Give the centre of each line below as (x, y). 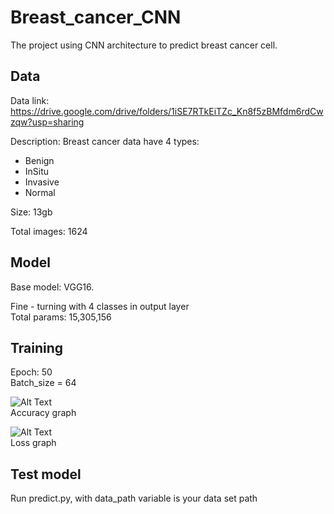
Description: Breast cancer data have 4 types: (105, 141)
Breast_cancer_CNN (96, 17)
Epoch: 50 (31, 372)
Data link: (30, 100)
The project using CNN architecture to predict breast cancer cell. (144, 45)
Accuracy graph (43, 413)
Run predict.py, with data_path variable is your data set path (134, 498)
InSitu (37, 171)
